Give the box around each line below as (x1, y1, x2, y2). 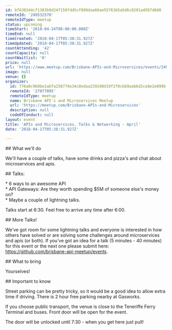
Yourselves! (5, 268, 30, 274)
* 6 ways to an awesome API (5, 180, 66, 187)
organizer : (5, 79, 29, 84)
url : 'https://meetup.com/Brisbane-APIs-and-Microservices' (10, 103, 141, 108)
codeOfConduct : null (10, 112, 54, 118)
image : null (5, 70, 31, 75)
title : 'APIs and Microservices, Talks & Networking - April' (5, 121, 141, 127)
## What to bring (5, 258, 41, 264)
